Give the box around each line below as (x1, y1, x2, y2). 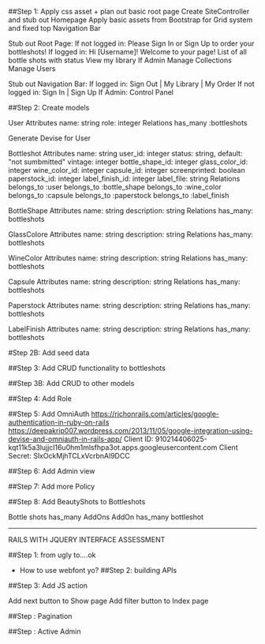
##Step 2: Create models (8, 103, 90, 112)
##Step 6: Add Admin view (8, 466, 95, 476)
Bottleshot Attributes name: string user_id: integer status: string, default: (8, 149, 243, 158)
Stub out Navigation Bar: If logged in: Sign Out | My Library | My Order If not (8, 79, 255, 88)
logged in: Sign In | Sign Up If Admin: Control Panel (8, 88, 174, 97)
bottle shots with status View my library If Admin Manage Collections (8, 55, 233, 65)
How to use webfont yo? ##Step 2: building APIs (19, 566, 177, 575)
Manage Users (8, 64, 56, 73)
